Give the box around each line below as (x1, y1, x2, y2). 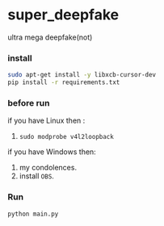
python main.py (7, 210, 59, 218)
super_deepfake (7, 6, 119, 24)
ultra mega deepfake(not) (7, 32, 93, 42)
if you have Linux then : (7, 115, 86, 126)
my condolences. (19, 163, 78, 173)
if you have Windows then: (7, 147, 96, 157)
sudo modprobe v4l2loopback (19, 133, 114, 141)
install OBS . (19, 171, 54, 181)
